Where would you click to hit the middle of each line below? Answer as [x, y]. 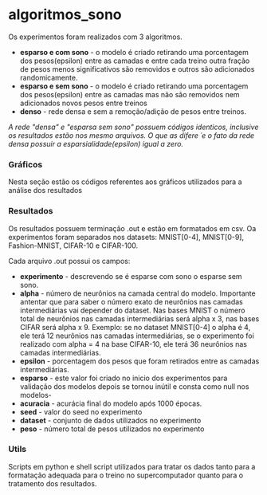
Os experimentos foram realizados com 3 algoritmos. [96, 37]
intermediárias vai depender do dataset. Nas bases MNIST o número [132, 310]
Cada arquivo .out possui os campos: [69, 261]
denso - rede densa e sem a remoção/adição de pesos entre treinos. [133, 111]
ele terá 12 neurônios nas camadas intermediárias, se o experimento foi [137, 336]
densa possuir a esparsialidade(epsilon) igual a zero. [96, 143]
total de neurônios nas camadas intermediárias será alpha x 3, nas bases [139, 318]
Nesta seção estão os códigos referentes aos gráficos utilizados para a [125, 182]
